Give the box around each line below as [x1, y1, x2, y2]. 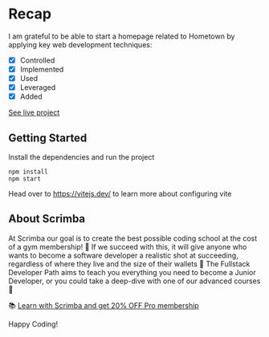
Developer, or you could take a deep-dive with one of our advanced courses [8, 276, 261, 286]
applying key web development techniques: [8, 39, 153, 49]
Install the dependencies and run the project [8, 152, 155, 162]
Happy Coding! [8, 319, 59, 329]
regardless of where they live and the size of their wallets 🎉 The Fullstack [8, 258, 251, 269]
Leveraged [19, 83, 56, 92]
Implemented [19, 65, 64, 74]
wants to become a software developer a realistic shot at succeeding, [8, 250, 238, 260]
